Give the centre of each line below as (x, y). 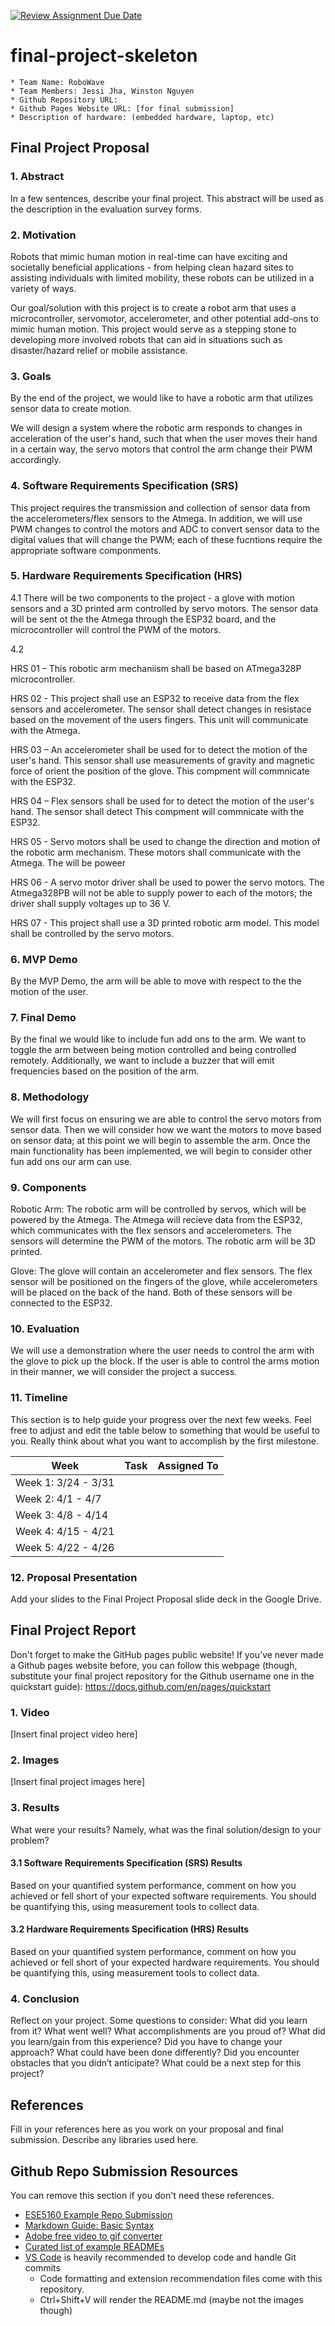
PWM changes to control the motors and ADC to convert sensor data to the (165, 529)
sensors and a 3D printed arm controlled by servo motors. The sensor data (164, 608)
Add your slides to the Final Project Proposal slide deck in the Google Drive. (166, 1599)
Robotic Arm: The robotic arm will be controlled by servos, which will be (158, 1209)
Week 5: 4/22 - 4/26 (65, 1547)
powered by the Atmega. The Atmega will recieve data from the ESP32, (156, 1219)
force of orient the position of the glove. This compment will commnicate (160, 771)
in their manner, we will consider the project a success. (124, 1372)
